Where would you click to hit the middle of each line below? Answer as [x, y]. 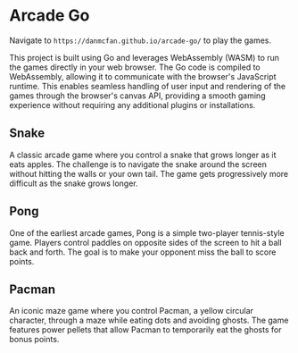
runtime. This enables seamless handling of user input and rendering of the [148, 86]
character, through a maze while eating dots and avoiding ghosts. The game [149, 320]
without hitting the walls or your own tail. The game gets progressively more [149, 173]
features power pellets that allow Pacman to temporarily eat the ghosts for [145, 330]
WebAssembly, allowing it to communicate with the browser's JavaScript [143, 76]
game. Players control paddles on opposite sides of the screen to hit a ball [146, 242]
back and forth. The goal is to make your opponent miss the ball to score [143, 252]
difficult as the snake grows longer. [74, 183]
